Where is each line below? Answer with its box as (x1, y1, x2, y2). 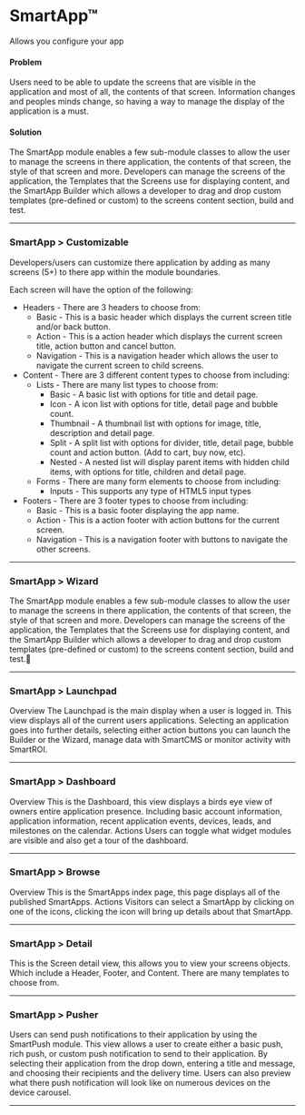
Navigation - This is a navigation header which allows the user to (35, 350, 279, 360)
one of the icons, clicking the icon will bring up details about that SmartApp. (9, 906, 293, 917)
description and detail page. (49, 427, 155, 438)
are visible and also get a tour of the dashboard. (9, 835, 189, 846)
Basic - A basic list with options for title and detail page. (49, 389, 259, 400)
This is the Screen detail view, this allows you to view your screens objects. (9, 958, 290, 969)
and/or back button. (35, 320, 111, 332)
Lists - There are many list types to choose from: (35, 379, 219, 390)
